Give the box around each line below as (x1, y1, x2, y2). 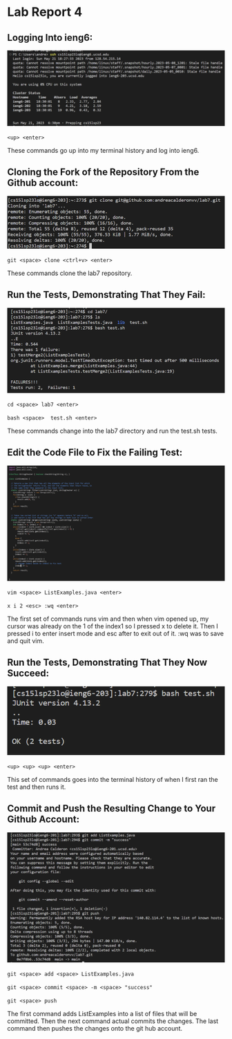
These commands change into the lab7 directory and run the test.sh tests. (7, 427, 217, 435)
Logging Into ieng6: (7, 32, 93, 44)
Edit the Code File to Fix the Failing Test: (7, 447, 183, 458)
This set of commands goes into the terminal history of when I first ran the (7, 775, 219, 783)
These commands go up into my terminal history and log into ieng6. (7, 146, 200, 154)
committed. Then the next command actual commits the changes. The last (7, 1017, 219, 1025)
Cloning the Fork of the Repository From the (7, 167, 200, 178)
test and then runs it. (7, 783, 66, 791)
